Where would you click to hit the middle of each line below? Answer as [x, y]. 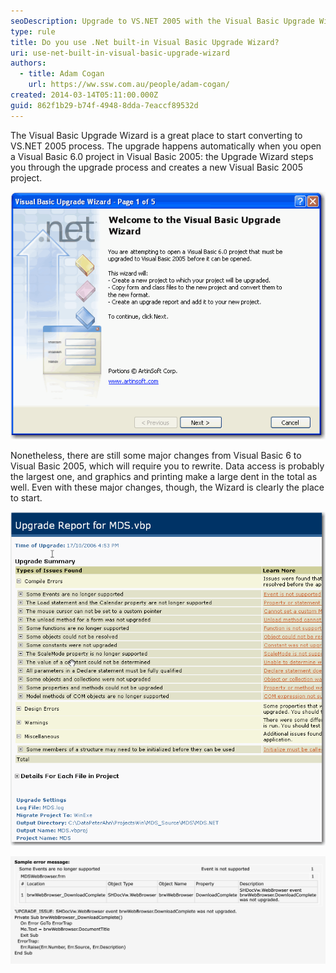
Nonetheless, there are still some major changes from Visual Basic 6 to [156, 456]
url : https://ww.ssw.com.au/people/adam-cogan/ [129, 85]
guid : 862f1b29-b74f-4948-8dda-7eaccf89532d [104, 105]
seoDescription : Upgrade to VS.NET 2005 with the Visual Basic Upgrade [162, 21]
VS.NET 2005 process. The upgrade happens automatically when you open [166, 146]
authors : [28, 63]
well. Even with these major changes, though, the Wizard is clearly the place [167, 487]
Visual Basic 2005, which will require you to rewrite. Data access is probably [167, 466]
